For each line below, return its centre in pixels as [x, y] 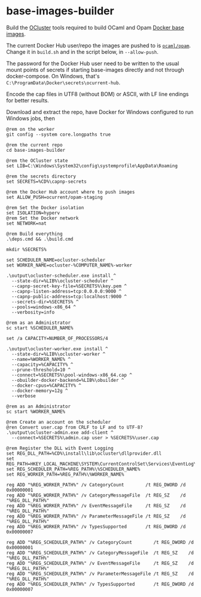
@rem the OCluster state [37, 160]
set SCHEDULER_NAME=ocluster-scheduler [56, 260]
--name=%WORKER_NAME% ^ [41, 359]
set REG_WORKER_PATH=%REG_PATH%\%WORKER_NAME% [65, 474]
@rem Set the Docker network [42, 218]
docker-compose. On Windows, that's [53, 76]
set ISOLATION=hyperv [33, 213]
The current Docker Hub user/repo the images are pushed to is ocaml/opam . [99, 45]
